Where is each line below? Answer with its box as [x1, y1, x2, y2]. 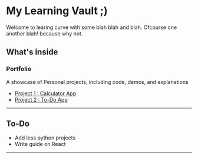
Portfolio [6, 65, 32, 73]
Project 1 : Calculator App [14, 90, 77, 97]
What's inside [6, 47, 58, 57]
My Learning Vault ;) [6, 4, 108, 18]
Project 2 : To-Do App [14, 96, 68, 103]
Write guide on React [14, 141, 66, 148]
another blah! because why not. [6, 30, 83, 37]
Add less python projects [14, 134, 76, 141]
